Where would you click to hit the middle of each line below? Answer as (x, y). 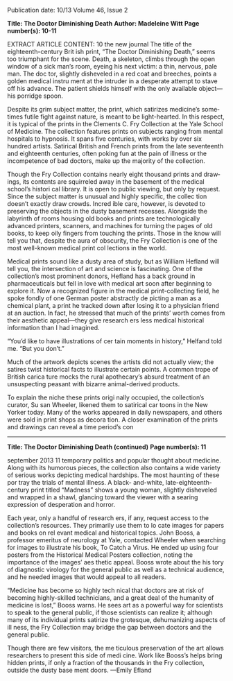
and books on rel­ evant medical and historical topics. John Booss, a (104, 533)
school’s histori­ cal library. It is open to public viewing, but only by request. (114, 189)
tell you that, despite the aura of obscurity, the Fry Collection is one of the (112, 241)
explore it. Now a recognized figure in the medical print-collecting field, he (113, 291)
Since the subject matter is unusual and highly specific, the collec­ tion (107, 196)
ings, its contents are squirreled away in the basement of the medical (106, 182)
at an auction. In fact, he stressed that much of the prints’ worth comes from (116, 313)
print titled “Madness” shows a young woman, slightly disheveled (124, 490)
